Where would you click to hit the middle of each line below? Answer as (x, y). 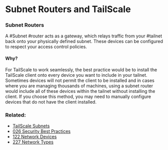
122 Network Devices (34, 136)
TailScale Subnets (31, 126)
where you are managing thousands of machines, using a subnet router (79, 86)
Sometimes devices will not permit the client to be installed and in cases (80, 80)
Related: (16, 115)
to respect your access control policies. (46, 47)
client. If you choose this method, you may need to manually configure (78, 96)
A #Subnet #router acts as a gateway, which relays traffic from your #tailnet (84, 36)
